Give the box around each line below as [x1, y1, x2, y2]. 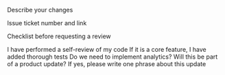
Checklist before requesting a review [7, 32, 111, 40]
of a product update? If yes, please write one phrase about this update [7, 60, 206, 67]
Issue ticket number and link [7, 19, 87, 27]
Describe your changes [7, 6, 73, 14]
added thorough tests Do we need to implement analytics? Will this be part [7, 52, 218, 61]
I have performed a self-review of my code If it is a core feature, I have [7, 46, 207, 53]
